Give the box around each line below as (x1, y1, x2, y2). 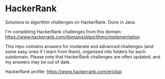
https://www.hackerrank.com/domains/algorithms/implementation (5, 34, 140, 40)
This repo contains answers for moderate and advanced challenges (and (5, 43, 154, 49)
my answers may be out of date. (5, 59, 71, 65)
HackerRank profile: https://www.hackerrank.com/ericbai (5, 68, 122, 74)
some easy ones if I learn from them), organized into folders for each (5, 49, 146, 54)
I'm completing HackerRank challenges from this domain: (5, 28, 122, 34)
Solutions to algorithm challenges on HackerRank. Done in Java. (5, 19, 136, 25)
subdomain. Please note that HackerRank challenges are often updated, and (5, 53, 161, 59)
